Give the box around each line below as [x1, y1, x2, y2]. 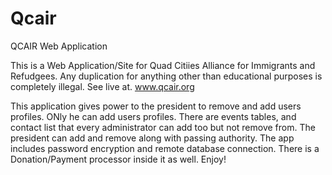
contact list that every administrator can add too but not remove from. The [10, 121, 316, 133]
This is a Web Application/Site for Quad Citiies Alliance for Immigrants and [10, 59, 316, 71]
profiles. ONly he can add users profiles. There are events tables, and [10, 110, 297, 122]
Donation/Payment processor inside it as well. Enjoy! [10, 153, 227, 165]
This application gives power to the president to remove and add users [10, 100, 302, 112]
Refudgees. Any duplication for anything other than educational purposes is [10, 70, 323, 82]
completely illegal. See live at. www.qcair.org [10, 80, 195, 92]
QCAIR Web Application [10, 40, 108, 52]
